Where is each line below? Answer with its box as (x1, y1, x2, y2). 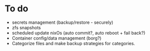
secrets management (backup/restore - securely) (11, 19, 114, 25)
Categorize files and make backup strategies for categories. (11, 40, 136, 46)
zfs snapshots (11, 24, 41, 30)
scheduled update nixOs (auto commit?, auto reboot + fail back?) (11, 30, 146, 36)
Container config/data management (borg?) (11, 35, 102, 41)
